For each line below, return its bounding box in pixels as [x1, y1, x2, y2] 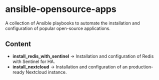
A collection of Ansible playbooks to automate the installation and [5, 20, 140, 26]
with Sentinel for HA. [12, 58, 55, 64]
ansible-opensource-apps [5, 3, 116, 15]
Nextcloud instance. [25, 69, 67, 75]
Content [5, 40, 31, 48]
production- [128, 63, 153, 69]
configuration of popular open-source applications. [5, 25, 111, 31]
